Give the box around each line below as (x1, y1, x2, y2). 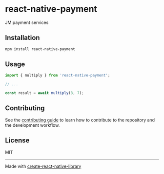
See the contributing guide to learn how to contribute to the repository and (5, 117, 155, 123)
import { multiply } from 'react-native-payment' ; (5, 73, 110, 78)
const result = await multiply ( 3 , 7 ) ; (5, 91, 84, 96)
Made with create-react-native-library (5, 163, 82, 169)
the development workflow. (5, 122, 60, 128)
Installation (5, 34, 40, 42)
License (5, 136, 30, 145)
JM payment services (5, 19, 49, 25)
